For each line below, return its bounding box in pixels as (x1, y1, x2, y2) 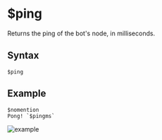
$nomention (7, 106, 39, 113)
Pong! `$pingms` (7, 112, 55, 119)
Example (7, 88, 46, 100)
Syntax (7, 49, 39, 62)
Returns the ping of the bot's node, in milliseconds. (7, 29, 156, 37)
